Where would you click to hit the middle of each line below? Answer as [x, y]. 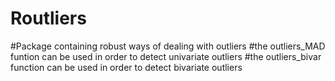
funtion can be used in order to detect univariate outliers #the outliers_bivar [166, 56]
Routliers [48, 18]
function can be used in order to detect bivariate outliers [126, 67]
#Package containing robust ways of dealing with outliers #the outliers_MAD [168, 46]
